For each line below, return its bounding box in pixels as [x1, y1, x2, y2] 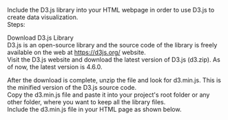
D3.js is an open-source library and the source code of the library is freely [7, 41, 218, 49]
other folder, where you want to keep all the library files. [7, 98, 166, 106]
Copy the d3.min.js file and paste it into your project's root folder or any [7, 91, 210, 99]
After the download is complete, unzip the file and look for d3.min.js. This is [7, 76, 222, 84]
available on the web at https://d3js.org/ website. [7, 48, 146, 56]
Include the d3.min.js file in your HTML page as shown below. [7, 106, 182, 113]
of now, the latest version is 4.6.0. [7, 63, 103, 71]
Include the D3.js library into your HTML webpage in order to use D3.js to [7, 6, 215, 14]
